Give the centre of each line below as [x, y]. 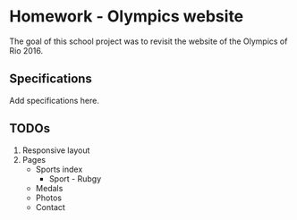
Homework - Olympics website [127, 17]
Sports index [59, 169]
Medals [49, 188]
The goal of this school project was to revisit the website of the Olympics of [148, 41]
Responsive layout [56, 150]
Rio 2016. [26, 50]
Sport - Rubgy [75, 178]
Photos [49, 198]
